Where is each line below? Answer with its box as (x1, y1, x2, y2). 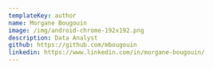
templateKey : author (8, 11, 77, 20)
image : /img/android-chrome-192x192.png (8, 26, 145, 34)
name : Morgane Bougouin (8, 19, 88, 27)
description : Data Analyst (8, 33, 98, 42)
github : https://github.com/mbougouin (8, 41, 137, 49)
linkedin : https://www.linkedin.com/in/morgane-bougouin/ (8, 48, 205, 56)
